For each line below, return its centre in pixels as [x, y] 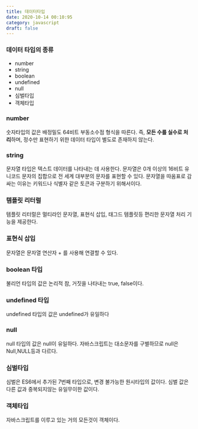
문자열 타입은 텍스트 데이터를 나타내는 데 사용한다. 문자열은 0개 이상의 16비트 [95, 169]
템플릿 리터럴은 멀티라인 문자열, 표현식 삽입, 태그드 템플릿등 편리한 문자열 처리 [96, 214]
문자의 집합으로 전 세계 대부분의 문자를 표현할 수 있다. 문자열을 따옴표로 [104, 176]
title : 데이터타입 [26, 12]
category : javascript [33, 22]
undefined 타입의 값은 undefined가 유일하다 [58, 314]
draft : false [22, 28]
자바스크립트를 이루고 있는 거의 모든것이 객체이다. [63, 420]
